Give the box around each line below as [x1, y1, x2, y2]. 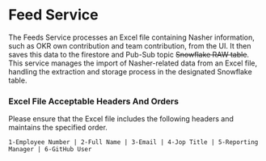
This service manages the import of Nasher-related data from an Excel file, [8, 58, 257, 68]
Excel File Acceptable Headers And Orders [8, 95, 179, 107]
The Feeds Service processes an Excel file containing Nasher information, [8, 32, 255, 42]
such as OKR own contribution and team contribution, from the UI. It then [8, 40, 252, 50]
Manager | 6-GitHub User [8, 146, 92, 154]
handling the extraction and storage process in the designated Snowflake [8, 66, 252, 76]
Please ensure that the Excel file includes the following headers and [8, 114, 234, 124]
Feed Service [8, 6, 99, 24]
